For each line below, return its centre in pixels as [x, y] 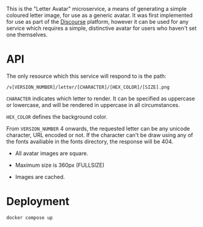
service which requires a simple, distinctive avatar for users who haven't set [101, 28]
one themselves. [27, 35]
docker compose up [29, 218]
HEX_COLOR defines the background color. [57, 117]
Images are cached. [40, 176]
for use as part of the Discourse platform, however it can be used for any [98, 22]
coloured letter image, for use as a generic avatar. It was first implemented [100, 15]
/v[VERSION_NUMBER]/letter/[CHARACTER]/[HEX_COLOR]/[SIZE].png [88, 87]
